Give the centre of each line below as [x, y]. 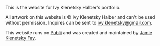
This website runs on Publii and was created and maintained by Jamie [79, 32]
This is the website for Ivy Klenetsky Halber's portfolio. [63, 7]
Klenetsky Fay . [21, 38]
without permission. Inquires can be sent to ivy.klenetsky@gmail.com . [79, 23]
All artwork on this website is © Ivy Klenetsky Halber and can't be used [80, 17]
